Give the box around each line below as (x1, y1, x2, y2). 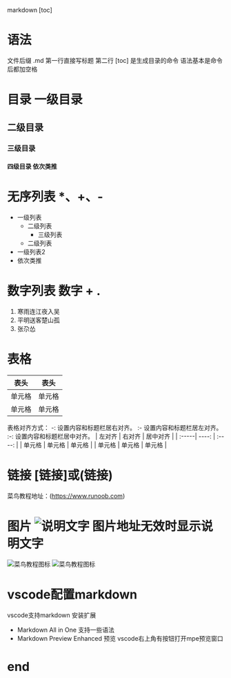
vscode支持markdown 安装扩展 (7, 611, 97, 619)
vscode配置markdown (7, 587, 138, 602)
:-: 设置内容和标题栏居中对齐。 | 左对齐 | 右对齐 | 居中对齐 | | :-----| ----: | (7, 432, 216, 440)
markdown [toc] (7, 6, 53, 14)
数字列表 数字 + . (7, 283, 101, 299)
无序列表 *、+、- (7, 189, 103, 205)
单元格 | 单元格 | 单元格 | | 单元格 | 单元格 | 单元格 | (23, 440, 167, 449)
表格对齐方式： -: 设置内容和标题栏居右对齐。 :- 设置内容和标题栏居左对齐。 (7, 423, 223, 431)
